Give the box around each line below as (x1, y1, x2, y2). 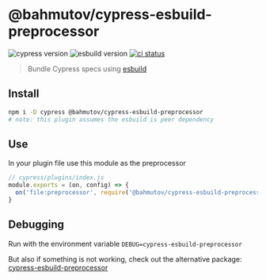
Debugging (8, 218, 65, 232)
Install (8, 87, 40, 101)
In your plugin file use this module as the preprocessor (8, 159, 186, 168)
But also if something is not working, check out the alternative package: (8, 254, 243, 263)
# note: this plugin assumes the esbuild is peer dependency (8, 115, 215, 124)
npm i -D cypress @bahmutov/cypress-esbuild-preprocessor (8, 108, 203, 116)
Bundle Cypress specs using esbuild (27, 63, 147, 73)
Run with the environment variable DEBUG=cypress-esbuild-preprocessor (8, 239, 243, 248)
